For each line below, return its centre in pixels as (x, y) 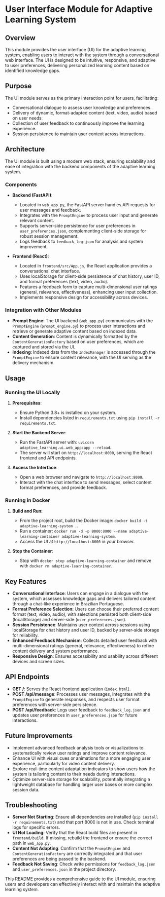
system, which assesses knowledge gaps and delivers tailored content (84, 598)
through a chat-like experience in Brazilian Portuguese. (68, 604)
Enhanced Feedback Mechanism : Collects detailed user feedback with (85, 640)
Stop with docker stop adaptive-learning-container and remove (85, 561)
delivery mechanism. (33, 363)
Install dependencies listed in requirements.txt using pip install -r (90, 417)
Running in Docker (28, 500)
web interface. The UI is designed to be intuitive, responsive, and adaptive (81, 60)
